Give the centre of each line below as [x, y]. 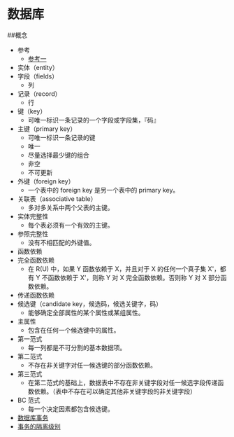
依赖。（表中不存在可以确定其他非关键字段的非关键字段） [115, 391]
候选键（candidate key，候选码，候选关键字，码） [90, 304]
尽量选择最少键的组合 [58, 155]
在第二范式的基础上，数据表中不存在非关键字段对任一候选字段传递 [123, 382]
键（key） [32, 111]
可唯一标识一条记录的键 [61, 137]
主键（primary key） [47, 129]
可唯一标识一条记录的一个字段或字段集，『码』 [94, 120]
